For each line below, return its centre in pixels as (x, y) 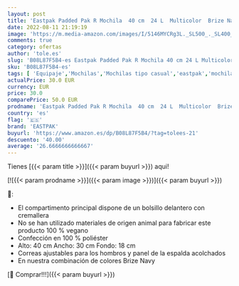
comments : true (30, 41)
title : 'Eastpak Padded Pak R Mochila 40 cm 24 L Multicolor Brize (116, 21)
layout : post (27, 14)
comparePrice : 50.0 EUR (43, 100)
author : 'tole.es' (34, 54)
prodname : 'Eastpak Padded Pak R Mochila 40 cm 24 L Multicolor (110, 107)
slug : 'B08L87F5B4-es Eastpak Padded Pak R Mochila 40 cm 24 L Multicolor (121, 60)
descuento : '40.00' (36, 139)
